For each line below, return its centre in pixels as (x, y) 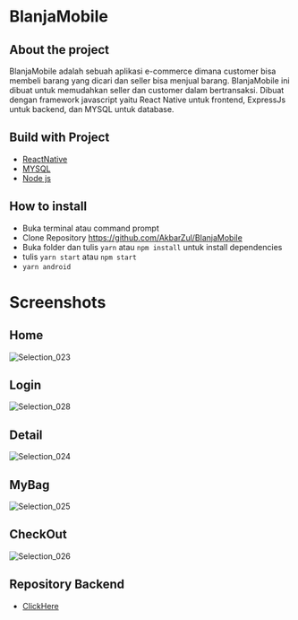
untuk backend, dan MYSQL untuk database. (92, 109)
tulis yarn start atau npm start (79, 257)
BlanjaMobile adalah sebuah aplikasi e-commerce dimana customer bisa (143, 71)
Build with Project (60, 138)
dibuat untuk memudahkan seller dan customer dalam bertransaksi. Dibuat (147, 90)
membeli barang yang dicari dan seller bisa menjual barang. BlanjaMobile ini (149, 81)
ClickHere (41, 606)
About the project (60, 50)
